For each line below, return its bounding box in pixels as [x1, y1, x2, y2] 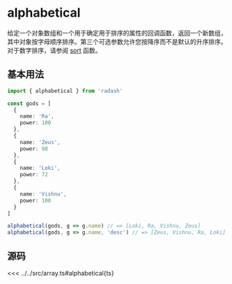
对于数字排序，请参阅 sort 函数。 [7, 46, 102, 54]
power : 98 [20, 145, 49, 152]
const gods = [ [7, 100, 52, 107]
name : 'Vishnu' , [20, 190, 68, 198]
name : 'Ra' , [20, 113, 54, 120]
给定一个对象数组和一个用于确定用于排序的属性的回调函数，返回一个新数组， [7, 29, 227, 37]
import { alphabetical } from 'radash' [7, 87, 123, 95]
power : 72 [20, 171, 49, 178]
